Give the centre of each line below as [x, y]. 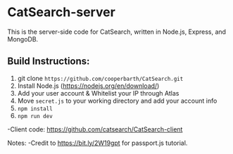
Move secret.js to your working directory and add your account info [117, 101]
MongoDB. [23, 39]
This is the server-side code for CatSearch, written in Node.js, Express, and [117, 32]
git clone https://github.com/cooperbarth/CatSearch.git [100, 78]
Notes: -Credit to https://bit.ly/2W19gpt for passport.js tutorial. [97, 143]
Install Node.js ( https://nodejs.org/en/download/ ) [88, 86]
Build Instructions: [49, 62]
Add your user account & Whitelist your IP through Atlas [98, 93]
